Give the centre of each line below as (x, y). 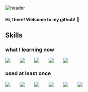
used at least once (28, 73)
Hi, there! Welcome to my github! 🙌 (42, 19)
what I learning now (30, 50)
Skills (14, 35)
